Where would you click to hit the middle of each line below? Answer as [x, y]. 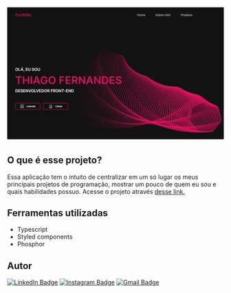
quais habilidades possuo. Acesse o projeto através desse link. [96, 191]
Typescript [32, 230]
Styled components [45, 237]
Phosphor [31, 244]
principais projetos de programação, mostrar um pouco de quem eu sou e [112, 184]
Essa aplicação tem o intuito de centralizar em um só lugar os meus [103, 177]
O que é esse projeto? [55, 161]
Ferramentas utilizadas [58, 213]
